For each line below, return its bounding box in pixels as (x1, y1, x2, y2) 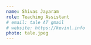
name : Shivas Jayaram (6, 8, 59, 15)
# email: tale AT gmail (6, 19, 65, 25)
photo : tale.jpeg (6, 30, 49, 36)
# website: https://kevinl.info (6, 25, 85, 31)
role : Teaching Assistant (6, 14, 69, 20)
